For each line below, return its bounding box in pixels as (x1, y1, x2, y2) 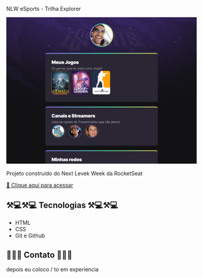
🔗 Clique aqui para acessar (6, 181, 74, 189)
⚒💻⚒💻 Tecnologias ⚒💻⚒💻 (6, 200, 119, 210)
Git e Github (14, 232, 45, 239)
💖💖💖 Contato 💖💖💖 (6, 249, 72, 260)
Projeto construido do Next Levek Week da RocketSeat (6, 170, 143, 177)
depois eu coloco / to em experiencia (6, 265, 99, 273)
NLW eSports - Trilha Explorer (6, 5, 82, 12)
